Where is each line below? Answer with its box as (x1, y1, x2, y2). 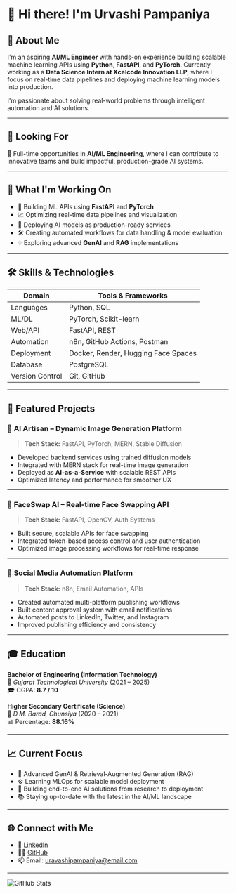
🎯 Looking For (7, 131, 69, 143)
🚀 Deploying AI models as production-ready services (17, 221, 171, 229)
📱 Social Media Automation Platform (7, 568, 133, 578)
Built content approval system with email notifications (17, 605, 173, 614)
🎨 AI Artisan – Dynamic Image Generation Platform (7, 423, 183, 433)
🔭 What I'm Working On (7, 184, 112, 196)
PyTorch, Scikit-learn (69, 314, 140, 324)
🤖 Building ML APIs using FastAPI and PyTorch (17, 202, 155, 211)
